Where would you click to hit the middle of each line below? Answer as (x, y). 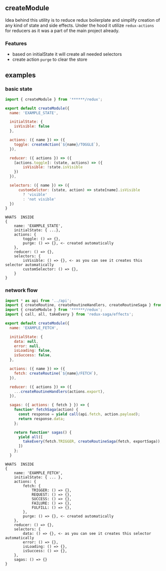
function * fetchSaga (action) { (46, 410)
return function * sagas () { (43, 432)
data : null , (26, 341)
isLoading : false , (33, 351)
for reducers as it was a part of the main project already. (62, 30)
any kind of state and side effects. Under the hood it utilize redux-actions (80, 25)
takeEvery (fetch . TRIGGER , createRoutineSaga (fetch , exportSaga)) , (93, 442)
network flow (21, 290)
